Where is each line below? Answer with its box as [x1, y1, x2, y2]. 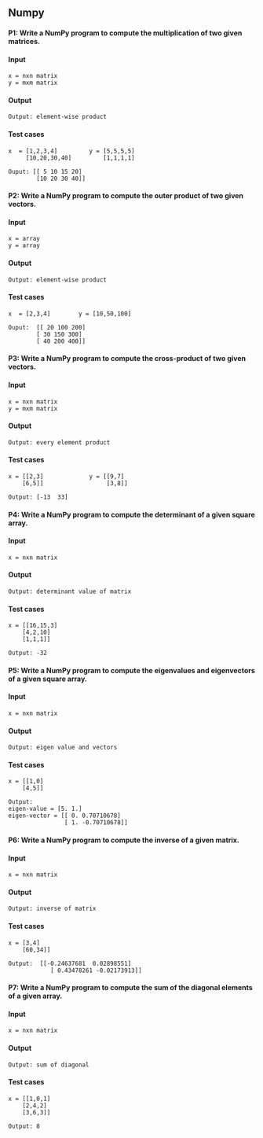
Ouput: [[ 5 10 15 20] [8, 168, 82, 175]
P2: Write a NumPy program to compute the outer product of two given [8, 191, 244, 201]
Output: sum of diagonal [8, 1061, 89, 1069]
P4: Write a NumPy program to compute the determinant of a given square [8, 510, 255, 519]
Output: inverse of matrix [8, 904, 97, 913]
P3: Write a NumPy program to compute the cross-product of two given [8, 354, 247, 363]
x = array [8, 235, 41, 243]
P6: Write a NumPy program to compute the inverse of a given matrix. [8, 835, 239, 845]
